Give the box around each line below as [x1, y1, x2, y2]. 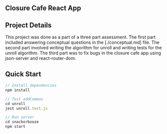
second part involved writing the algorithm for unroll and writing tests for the [5, 45, 162, 51]
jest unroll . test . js [5, 106, 48, 111]
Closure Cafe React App [5, 4, 81, 12]
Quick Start [5, 70, 41, 78]
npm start [5, 124, 26, 129]
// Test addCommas [5, 97, 43, 102]
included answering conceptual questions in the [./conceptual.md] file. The [5, 39, 160, 45]
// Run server [5, 115, 35, 120]
